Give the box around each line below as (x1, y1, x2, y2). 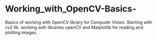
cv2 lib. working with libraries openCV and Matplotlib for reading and (5, 24, 143, 30)
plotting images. (5, 29, 38, 35)
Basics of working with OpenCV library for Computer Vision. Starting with (5, 19, 153, 25)
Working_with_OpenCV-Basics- (5, 3, 137, 14)
